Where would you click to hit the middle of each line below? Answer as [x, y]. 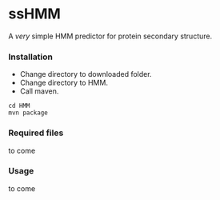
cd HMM [19, 106]
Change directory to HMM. [64, 83]
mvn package [28, 113]
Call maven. [39, 91]
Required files [36, 133]
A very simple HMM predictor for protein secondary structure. [110, 36]
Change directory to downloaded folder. [86, 74]
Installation [31, 57]
